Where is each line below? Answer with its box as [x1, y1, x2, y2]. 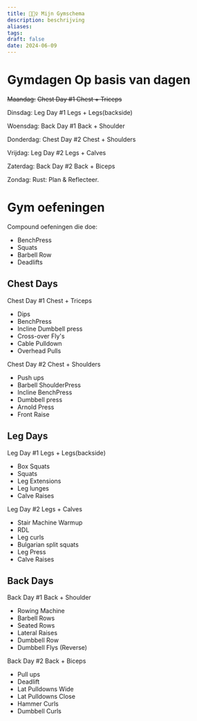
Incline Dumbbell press [17, 325, 83, 333]
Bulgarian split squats [17, 540, 79, 549]
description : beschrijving [7, 17, 85, 24]
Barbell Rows [17, 614, 55, 623]
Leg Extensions [17, 477, 62, 485]
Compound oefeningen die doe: [7, 222, 98, 230]
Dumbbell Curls [17, 707, 62, 715]
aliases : [7, 23, 32, 30]
